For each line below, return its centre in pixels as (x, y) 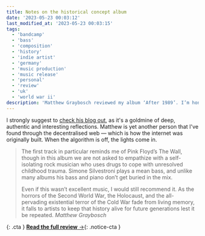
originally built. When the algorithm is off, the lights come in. (82, 139)
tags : (13, 29)
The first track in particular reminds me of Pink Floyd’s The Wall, (102, 151)
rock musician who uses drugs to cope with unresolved (113, 164)
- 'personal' (28, 80)
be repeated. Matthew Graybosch (64, 215)
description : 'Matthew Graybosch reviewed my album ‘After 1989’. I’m (98, 102)
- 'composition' (32, 46)
